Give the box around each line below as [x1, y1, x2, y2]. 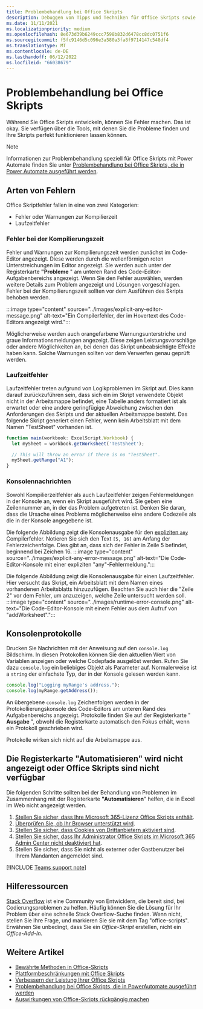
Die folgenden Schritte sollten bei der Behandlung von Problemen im [6, 788, 177, 796]
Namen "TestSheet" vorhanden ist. [6, 423, 93, 430]
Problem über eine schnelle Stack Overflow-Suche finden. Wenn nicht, [6, 910, 182, 917]
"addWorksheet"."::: [6, 611, 56, 618]
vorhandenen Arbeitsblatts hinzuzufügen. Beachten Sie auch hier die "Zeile [6, 585, 194, 593]
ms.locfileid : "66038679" [6, 59, 71, 65]
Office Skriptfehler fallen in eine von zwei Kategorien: [6, 201, 139, 209]
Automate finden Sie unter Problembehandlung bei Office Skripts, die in [6, 161, 184, 168]
